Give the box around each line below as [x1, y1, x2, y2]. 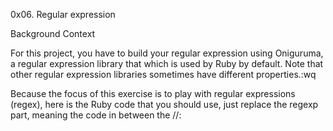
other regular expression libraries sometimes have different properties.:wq [10, 69, 317, 80]
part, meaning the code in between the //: [10, 109, 182, 121]
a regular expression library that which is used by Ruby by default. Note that [10, 58, 324, 69]
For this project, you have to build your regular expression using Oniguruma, [10, 47, 324, 59]
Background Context [10, 28, 96, 39]
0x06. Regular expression [10, 9, 116, 20]
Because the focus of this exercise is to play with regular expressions [10, 88, 296, 99]
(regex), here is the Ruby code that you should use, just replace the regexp [10, 99, 319, 110]
